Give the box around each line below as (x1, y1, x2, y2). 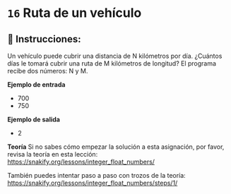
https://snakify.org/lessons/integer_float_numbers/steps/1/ (7, 178, 178, 187)
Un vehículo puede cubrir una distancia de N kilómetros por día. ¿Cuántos (7, 51, 223, 60)
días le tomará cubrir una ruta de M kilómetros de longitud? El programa (7, 59, 217, 68)
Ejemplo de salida (7, 115, 60, 123)
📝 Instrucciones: (7, 33, 81, 45)
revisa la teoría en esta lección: (7, 150, 98, 158)
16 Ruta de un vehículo (7, 5, 142, 21)
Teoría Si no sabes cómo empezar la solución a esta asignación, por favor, (7, 143, 225, 151)
